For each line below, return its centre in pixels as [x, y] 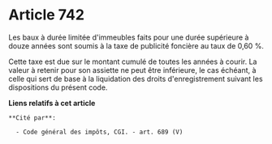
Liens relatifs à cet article [52, 103]
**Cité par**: [32, 118]
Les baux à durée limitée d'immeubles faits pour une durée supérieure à [129, 37]
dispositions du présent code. [58, 87]
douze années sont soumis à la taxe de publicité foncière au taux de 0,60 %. [136, 45]
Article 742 [47, 15]
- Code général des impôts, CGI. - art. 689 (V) [99, 132]
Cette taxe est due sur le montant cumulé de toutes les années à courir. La [133, 61]
